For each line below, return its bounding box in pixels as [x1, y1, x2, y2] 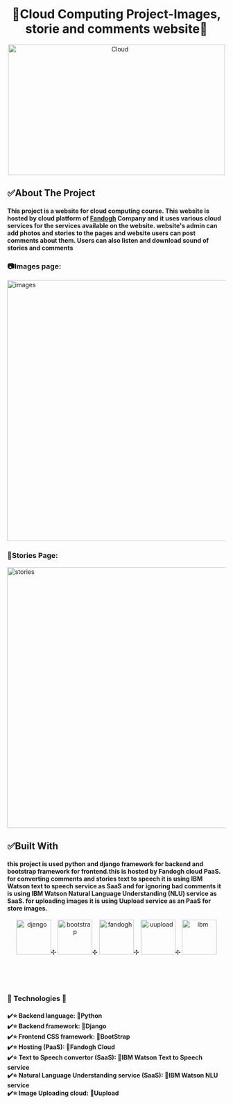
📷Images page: [7, 261, 62, 271]
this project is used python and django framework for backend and [7, 859, 203, 868]
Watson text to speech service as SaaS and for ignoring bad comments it [7, 881, 222, 890]
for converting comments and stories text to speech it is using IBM [7, 874, 203, 883]
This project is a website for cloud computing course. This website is [7, 207, 210, 215]
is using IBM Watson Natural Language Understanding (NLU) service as [7, 889, 217, 897]
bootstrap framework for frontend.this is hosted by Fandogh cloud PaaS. [7, 867, 221, 875]
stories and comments [7, 243, 74, 252]
